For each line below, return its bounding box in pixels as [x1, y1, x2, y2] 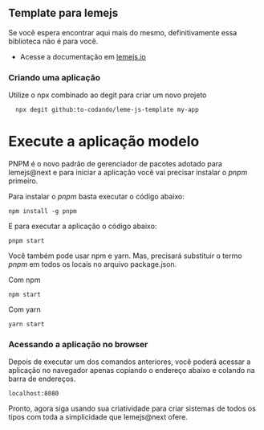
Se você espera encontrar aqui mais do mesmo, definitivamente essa [8, 27, 238, 37]
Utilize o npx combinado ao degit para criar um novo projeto [8, 90, 207, 100]
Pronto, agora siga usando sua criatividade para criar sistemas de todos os [8, 403, 257, 413]
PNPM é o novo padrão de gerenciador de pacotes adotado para [8, 159, 223, 169]
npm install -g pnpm [8, 207, 78, 215]
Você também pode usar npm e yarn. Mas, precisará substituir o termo [8, 251, 242, 260]
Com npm [8, 275, 41, 285]
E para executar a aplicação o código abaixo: [8, 221, 157, 231]
